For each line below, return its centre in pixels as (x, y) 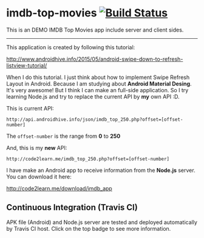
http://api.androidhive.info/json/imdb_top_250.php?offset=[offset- (95, 119)
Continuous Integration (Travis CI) (72, 207)
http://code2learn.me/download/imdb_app (59, 188)
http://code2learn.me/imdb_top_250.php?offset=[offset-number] (88, 159)
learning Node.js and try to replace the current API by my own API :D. (93, 97)
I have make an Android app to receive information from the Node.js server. (101, 170)
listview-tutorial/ (27, 65)
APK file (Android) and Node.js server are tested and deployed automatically (102, 222)
